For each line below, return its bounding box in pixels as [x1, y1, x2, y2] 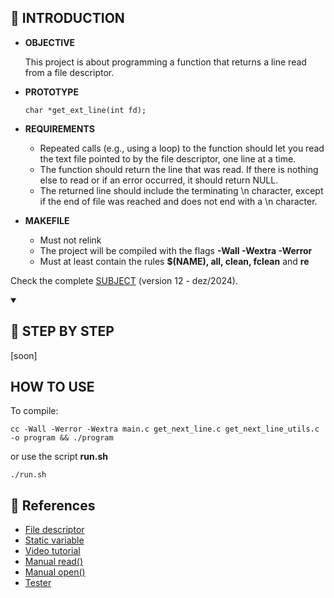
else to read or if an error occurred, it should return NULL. [39, 174, 279, 186]
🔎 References [10, 497, 96, 514]
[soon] [10, 349, 38, 361]
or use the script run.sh [10, 451, 108, 463]
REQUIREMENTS [24, 122, 95, 135]
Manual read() [24, 556, 84, 568]
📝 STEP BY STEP [10, 323, 115, 340]
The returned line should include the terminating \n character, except [39, 184, 324, 196]
